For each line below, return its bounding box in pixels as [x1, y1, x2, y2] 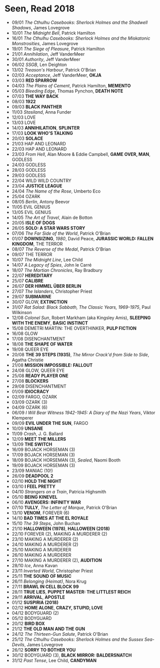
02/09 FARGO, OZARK [11, 394, 57, 400]
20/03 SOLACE [11, 135, 43, 141]
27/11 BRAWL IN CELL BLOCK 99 [11, 584, 79, 590]
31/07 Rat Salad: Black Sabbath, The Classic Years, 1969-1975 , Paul [11, 304, 151, 310]
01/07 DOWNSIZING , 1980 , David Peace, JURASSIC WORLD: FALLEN [11, 235, 154, 241]
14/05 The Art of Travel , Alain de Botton [11, 214, 93, 220]
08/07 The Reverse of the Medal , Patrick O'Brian [11, 246, 111, 252]
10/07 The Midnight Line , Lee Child [11, 257, 83, 263]
